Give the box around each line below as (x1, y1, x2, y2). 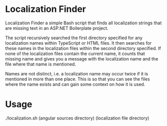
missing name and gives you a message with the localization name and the (5, 56, 159, 62)
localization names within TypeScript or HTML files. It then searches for (5, 40, 152, 46)
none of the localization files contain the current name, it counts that (5, 51, 145, 57)
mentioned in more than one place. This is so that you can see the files (5, 76, 150, 82)
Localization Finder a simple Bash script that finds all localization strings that (5, 20, 162, 26)
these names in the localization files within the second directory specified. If (5, 45, 162, 51)
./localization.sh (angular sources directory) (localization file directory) (5, 115, 150, 121)
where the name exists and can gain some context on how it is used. (5, 81, 146, 87)
